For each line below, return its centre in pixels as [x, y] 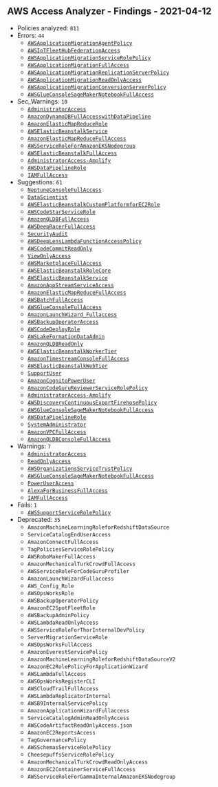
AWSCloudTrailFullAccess [63, 689]
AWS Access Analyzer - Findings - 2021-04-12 [109, 11]
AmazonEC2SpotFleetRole [62, 608]
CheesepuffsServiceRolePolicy [71, 755]
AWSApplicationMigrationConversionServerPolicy [97, 87]
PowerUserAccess [51, 483]
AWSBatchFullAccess [55, 300]
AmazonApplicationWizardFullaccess [78, 710]
